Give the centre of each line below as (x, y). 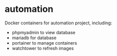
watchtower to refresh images (43, 48)
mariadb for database (34, 38)
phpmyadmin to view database (43, 32)
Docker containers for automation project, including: (58, 23)
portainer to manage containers (44, 43)
